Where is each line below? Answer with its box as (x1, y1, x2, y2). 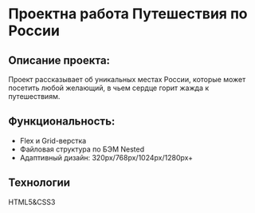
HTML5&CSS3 (8, 197, 56, 207)
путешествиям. (8, 92, 61, 101)
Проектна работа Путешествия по (8, 5, 248, 23)
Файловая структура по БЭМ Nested (19, 144, 145, 154)
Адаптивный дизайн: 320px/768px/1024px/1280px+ (19, 152, 194, 162)
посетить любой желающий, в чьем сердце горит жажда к (8, 83, 210, 93)
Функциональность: (8, 115, 116, 128)
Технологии (8, 176, 70, 190)
